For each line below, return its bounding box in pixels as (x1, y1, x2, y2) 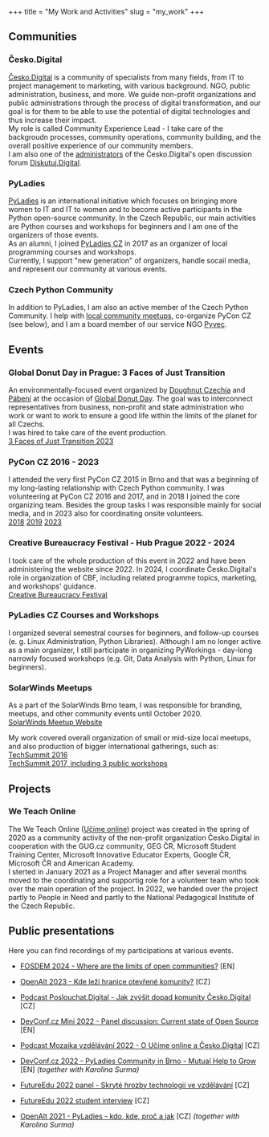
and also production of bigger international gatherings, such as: (8, 742, 219, 752)
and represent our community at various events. (8, 264, 167, 274)
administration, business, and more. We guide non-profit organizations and (8, 89, 257, 99)
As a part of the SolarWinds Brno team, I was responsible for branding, (8, 700, 243, 710)
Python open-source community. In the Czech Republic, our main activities (8, 213, 256, 222)
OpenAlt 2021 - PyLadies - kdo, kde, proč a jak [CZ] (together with (19, 1111, 240, 1121)
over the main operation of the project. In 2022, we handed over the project (8, 883, 259, 894)
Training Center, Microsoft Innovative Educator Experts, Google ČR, (8, 850, 231, 859)
